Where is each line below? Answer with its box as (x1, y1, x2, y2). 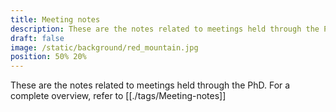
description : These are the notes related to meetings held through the (10, 24, 320, 34)
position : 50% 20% (10, 52, 87, 62)
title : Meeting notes (10, 14, 101, 25)
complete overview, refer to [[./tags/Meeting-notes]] (10, 90, 227, 102)
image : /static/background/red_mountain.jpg (10, 42, 199, 53)
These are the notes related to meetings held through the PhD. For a (10, 79, 291, 91)
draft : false (10, 33, 65, 43)
